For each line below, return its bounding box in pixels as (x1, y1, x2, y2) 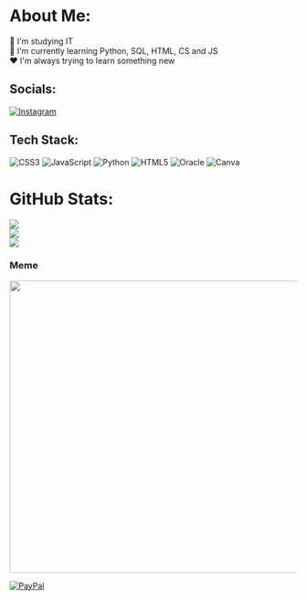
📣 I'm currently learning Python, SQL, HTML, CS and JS (9, 45, 218, 56)
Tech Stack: (9, 132, 79, 148)
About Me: (9, 5, 91, 26)
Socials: (9, 81, 57, 97)
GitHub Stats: (9, 188, 114, 209)
